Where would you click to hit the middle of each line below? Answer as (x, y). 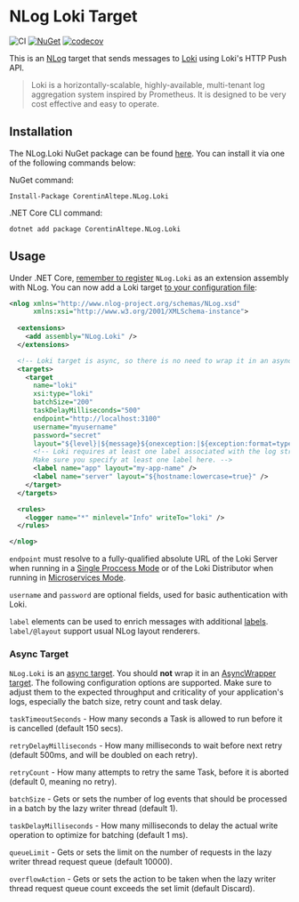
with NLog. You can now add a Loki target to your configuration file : (133, 287)
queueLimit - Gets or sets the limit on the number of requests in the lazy (141, 852)
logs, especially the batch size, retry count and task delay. (116, 702)
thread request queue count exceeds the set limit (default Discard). (132, 889)
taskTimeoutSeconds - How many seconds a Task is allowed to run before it (146, 719)
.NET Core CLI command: (56, 213)
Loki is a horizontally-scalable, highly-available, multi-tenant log (148, 85)
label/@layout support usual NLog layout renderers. (105, 631)
